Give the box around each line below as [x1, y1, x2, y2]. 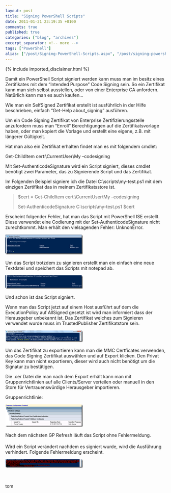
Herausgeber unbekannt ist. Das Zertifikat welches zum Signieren [5, 315, 144, 321]
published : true [5, 30, 40, 35]
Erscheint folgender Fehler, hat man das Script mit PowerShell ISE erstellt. [5, 213, 160, 219]
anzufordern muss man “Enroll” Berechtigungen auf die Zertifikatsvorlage [5, 122, 159, 128]
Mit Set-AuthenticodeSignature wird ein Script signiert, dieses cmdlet [5, 163, 151, 169]
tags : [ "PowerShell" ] [5, 46, 51, 51]
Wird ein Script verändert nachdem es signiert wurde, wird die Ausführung [5, 444, 162, 450]
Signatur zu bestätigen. [5, 364, 54, 370]
